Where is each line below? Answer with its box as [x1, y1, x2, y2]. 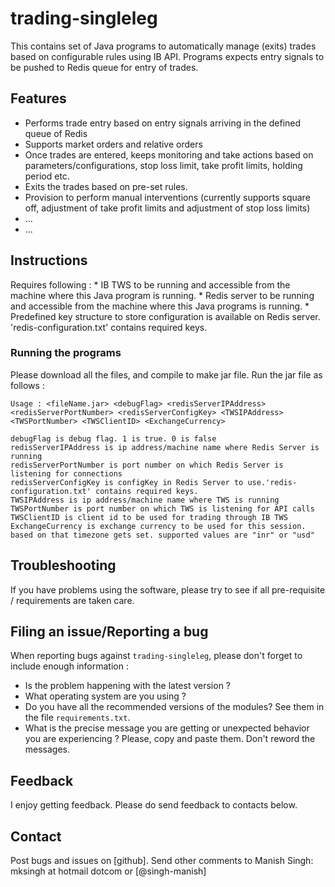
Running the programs [10, 346, 122, 360]
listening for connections [10, 468, 123, 479]
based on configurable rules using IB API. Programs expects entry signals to [10, 50, 325, 62]
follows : [10, 379, 45, 391]
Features [10, 90, 67, 107]
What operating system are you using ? [24, 690, 187, 702]
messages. [24, 743, 71, 756]
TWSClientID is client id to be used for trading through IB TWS [10, 512, 288, 522]
